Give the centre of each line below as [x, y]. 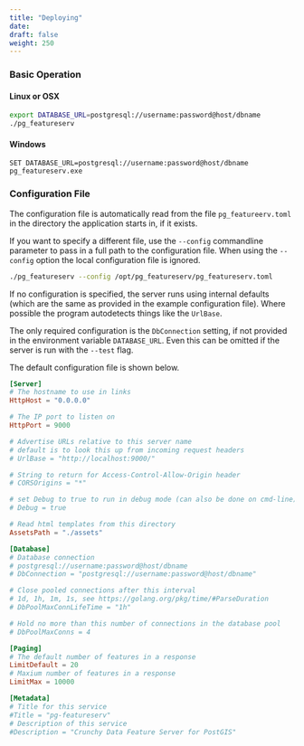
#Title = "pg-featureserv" [60, 715]
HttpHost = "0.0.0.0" [50, 401]
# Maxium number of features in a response [93, 674]
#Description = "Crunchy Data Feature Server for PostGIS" [123, 732]
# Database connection [52, 557]
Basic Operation [45, 75]
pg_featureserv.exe [46, 171]
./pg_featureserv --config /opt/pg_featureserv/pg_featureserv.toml [141, 277]
